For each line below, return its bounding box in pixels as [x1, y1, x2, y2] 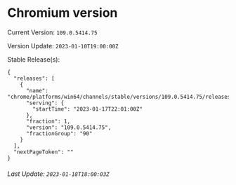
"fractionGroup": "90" [25, 130, 93, 137]
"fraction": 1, [25, 118, 71, 125]
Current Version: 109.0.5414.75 [7, 28, 98, 36]
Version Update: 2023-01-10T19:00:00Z [7, 41, 119, 50]
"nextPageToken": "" [13, 149, 74, 156]
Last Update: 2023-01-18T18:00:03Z [7, 170, 110, 178]
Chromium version [7, 5, 118, 21]
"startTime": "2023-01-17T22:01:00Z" [32, 105, 143, 113]
